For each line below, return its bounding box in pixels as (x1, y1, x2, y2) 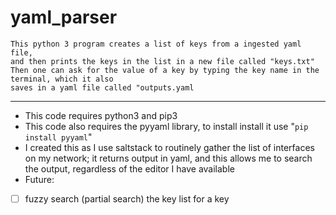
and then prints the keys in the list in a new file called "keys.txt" (10, 56, 315, 66)
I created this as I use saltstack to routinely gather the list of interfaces (24, 141, 315, 153)
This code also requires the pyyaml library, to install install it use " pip (24, 120, 309, 132)
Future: (24, 173, 55, 185)
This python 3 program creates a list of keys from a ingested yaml (10, 39, 302, 49)
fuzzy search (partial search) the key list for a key (24, 192, 230, 205)
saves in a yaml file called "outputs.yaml (10, 82, 195, 93)
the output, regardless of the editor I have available (24, 162, 235, 175)
